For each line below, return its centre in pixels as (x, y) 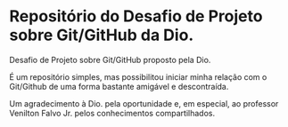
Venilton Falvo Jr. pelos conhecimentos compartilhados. (112, 113)
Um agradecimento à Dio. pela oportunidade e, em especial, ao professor (144, 103)
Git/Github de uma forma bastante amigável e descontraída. (119, 86)
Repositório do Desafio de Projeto (136, 16)
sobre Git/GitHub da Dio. (102, 35)
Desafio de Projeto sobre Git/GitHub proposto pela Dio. (110, 60)
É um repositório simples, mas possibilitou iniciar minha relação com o (138, 76)
